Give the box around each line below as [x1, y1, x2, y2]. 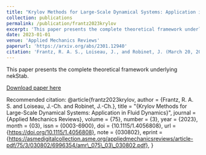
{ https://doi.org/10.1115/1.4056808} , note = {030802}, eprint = [6, 128, 163, 135]
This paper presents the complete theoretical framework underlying [6, 66, 178, 73]
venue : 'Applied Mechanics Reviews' [6, 37, 100, 43]
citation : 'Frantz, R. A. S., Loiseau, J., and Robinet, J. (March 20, [6, 49, 193, 55]
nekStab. [6, 72, 29, 80]
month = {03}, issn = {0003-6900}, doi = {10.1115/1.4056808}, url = [6, 122, 177, 129]
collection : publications [6, 15, 72, 21]
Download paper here [6, 84, 61, 91]
